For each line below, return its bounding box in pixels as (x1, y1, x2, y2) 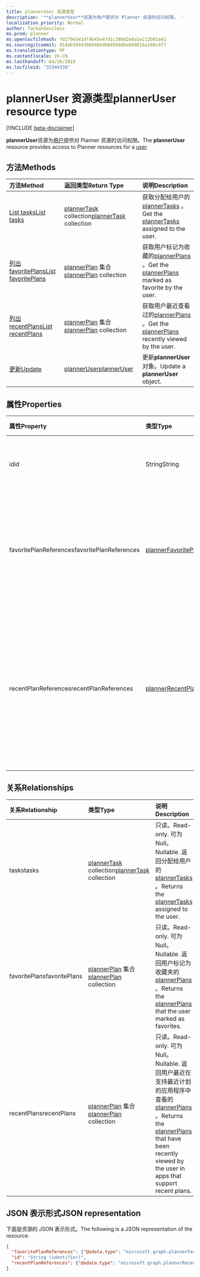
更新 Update (9, 365, 42, 373)
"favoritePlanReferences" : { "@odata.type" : (11, 1249, 121, 1255)
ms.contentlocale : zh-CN (6, 53, 68, 59)
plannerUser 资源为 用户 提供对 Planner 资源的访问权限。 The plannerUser (6, 137, 186, 144)
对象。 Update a (142, 362, 186, 370)
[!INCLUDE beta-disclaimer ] (6, 125, 74, 132)
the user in (155, 1164, 185, 1172)
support (155, 1179, 177, 1187)
